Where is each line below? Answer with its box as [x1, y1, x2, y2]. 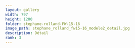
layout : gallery [5, 7, 39, 12]
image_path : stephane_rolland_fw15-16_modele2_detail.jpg [5, 26, 130, 31]
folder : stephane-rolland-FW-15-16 [5, 21, 80, 26]
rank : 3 [5, 35, 22, 40]
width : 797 [5, 12, 28, 17]
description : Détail [5, 30, 49, 35]
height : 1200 [5, 16, 33, 21]
